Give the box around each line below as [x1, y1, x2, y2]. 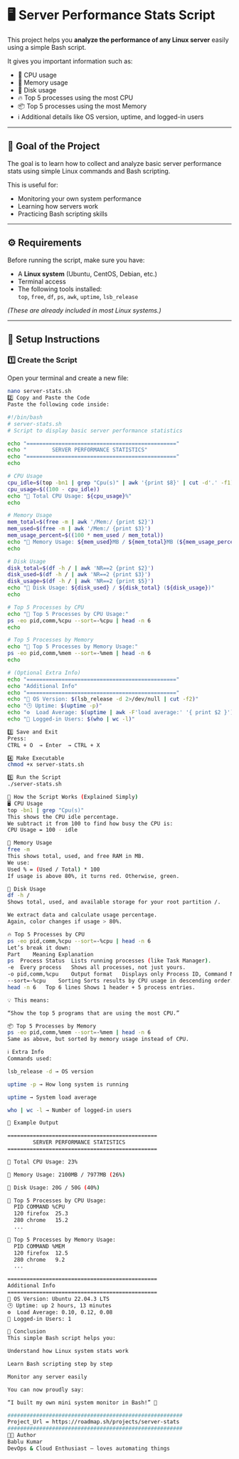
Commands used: [7, 1055, 53, 1062]
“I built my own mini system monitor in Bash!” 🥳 [7, 1398, 158, 1406]
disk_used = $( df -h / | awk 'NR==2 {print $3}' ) [7, 571, 152, 578]
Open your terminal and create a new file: [7, 374, 129, 382]
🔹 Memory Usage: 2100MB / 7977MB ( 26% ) [7, 1171, 126, 1178]
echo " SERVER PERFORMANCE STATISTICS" [7, 446, 148, 454]
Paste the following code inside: [7, 401, 110, 408]
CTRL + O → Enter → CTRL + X [7, 741, 100, 749]
